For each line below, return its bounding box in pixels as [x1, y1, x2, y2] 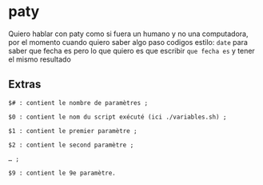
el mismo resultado [8, 54, 72, 64]
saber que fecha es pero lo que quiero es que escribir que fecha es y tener [8, 46, 256, 55]
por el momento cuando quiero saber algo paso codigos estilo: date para [8, 37, 248, 46]
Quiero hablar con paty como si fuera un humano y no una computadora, [8, 29, 249, 38]
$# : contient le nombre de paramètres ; [8, 99, 149, 107]
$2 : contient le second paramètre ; [8, 141, 134, 149]
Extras [8, 78, 42, 91]
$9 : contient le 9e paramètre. [8, 169, 116, 177]
